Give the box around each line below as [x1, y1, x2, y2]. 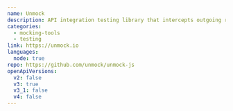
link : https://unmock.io [7, 42, 79, 49]
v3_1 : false [13, 87, 49, 94]
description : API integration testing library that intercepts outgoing [7, 17, 222, 23]
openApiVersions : [7, 68, 58, 74]
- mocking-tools [13, 29, 60, 37]
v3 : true [13, 81, 39, 88]
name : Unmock [7, 10, 45, 17]
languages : [7, 49, 39, 56]
